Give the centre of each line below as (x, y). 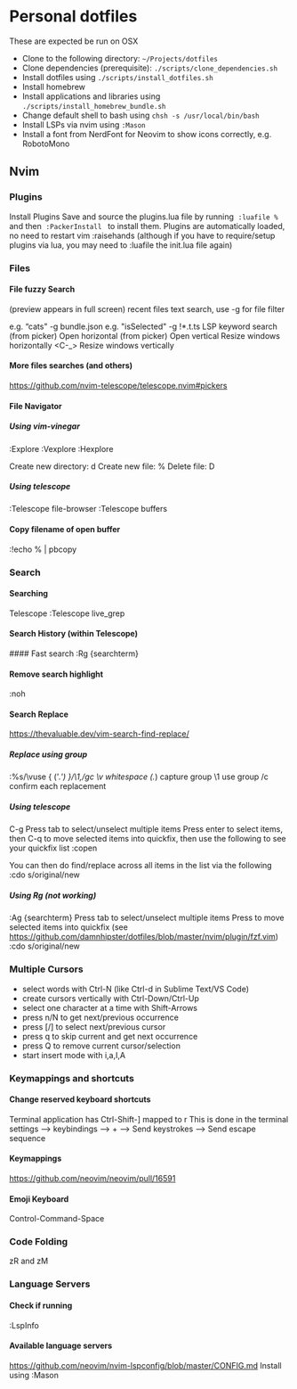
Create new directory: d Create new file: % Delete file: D (112, 466)
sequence (28, 1138)
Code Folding (39, 1242)
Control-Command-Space (57, 1219)
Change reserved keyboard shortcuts (80, 1099)
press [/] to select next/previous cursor (94, 1026)
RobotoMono (46, 144)
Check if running (41, 1305)
